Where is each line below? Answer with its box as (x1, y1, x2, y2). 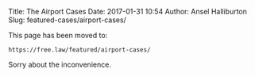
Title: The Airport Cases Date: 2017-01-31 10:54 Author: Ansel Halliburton (8, 7, 248, 16)
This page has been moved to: (8, 31, 108, 40)
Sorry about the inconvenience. (8, 60, 111, 69)
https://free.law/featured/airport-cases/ (8, 46, 151, 54)
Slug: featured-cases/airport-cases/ (8, 15, 127, 25)
